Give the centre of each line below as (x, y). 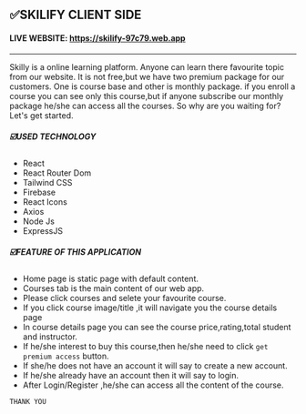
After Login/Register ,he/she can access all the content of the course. (153, 385)
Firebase (39, 192)
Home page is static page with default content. (110, 278)
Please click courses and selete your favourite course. (124, 298)
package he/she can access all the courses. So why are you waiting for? (145, 106)
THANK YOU (28, 401)
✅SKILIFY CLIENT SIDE (76, 15)
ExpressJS (43, 230)
